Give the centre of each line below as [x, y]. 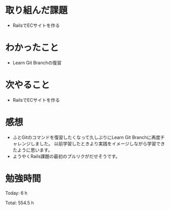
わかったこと [32, 48]
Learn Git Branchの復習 [37, 62]
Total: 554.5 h [20, 202]
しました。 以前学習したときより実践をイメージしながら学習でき [98, 143]
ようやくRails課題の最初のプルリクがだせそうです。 [66, 156]
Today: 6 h [16, 193]
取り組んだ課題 [37, 10]
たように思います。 [32, 150]
